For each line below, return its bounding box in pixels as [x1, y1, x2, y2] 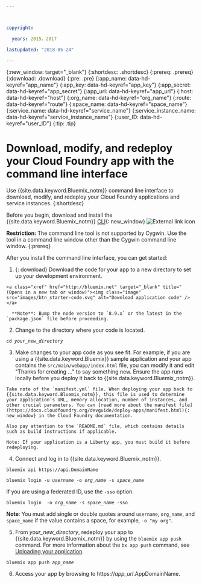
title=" [162, 284, 182, 291]
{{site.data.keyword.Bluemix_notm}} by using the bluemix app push [14, 535, 182, 542]
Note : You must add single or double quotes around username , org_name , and [6, 510, 195, 518]
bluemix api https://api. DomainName [6, 467, 98, 473]
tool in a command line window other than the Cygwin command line [6, 236, 177, 243]
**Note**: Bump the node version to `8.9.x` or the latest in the [11, 311, 182, 317]
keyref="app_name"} [6, 81, 58, 88]
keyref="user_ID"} [6, 120, 52, 127]
